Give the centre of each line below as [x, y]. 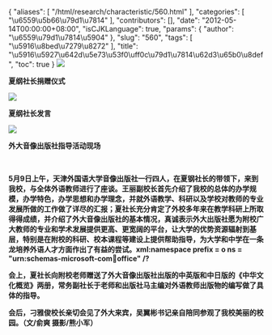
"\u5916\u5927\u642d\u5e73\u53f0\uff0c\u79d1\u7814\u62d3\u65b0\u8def [136, 55]
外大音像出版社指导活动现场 [55, 146]
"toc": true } [35, 64]
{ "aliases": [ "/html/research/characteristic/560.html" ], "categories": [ [127, 12]
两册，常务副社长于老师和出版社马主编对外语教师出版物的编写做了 [146, 285]
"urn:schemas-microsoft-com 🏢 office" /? [79, 259]
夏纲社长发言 [30, 113]
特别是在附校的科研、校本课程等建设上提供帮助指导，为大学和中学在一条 [143, 239]
